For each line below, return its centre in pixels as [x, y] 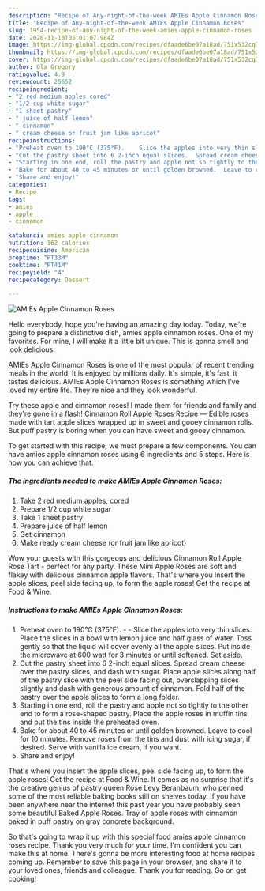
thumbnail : [26, 52]
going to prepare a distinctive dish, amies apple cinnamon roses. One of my [131, 333]
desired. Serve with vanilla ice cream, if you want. [100, 747]
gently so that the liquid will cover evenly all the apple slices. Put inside [135, 647]
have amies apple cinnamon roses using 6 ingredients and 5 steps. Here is [129, 455]
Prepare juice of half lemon [63, 526]
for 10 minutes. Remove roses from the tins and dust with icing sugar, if [135, 739]
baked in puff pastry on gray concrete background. [91, 821]
